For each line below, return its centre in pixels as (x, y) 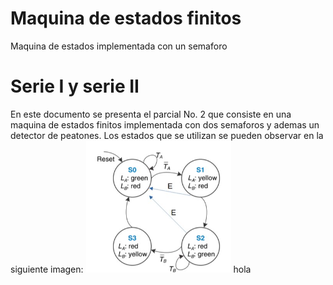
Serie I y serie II (75, 86)
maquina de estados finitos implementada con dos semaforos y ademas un (165, 124)
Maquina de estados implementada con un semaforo (119, 46)
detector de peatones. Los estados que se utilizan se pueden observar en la (167, 135)
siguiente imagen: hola (131, 269)
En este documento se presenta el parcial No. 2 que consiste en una (151, 114)
